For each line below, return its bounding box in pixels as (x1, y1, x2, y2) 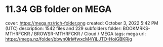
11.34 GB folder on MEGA (5, 3, 112, 15)
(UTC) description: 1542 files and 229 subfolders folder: (5, 25, 122, 31)
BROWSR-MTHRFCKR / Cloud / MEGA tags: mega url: (33, 30, 146, 36)
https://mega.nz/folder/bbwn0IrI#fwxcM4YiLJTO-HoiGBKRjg (5, 36, 133, 42)
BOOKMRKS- (123, 25, 150, 31)
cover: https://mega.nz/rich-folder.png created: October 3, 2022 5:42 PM (5, 20, 158, 26)
